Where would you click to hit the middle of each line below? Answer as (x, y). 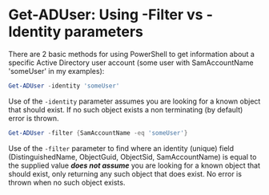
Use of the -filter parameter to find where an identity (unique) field (121, 148)
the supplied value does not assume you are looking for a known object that (134, 165)
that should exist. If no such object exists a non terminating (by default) (126, 109)
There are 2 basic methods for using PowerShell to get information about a (131, 54)
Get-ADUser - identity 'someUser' (64, 86)
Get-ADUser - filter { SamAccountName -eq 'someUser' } (98, 133)
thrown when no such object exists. (67, 182)
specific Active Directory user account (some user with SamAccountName (131, 63)
